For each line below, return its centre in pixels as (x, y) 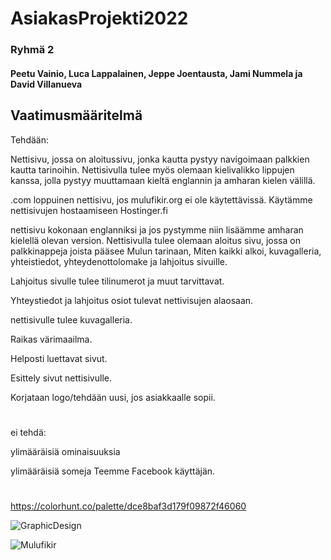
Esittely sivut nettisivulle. (61, 378)
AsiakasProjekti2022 (99, 18)
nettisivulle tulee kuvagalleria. (71, 319)
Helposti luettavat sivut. (59, 358)
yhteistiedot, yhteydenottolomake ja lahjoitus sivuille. (119, 261)
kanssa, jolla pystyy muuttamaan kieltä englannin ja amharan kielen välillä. (163, 180)
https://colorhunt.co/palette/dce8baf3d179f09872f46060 (128, 506)
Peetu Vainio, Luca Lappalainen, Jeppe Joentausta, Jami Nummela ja (156, 73)
